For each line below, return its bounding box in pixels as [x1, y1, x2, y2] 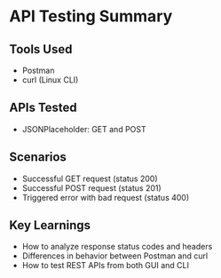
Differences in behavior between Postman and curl [21, 250, 209, 261]
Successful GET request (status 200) [21, 173, 158, 184]
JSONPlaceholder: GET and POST [21, 123, 146, 134]
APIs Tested [9, 100, 77, 115]
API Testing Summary [9, 6, 173, 27]
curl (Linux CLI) [21, 75, 79, 85]
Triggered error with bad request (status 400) [21, 192, 190, 203]
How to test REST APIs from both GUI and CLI [21, 260, 189, 271]
